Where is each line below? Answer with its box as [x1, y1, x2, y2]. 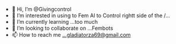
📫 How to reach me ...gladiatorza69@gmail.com [11, 32, 131, 38]
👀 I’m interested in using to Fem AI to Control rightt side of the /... [11, 12, 171, 19]
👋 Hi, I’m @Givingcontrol [11, 6, 72, 12]
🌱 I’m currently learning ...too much [11, 18, 98, 25]
